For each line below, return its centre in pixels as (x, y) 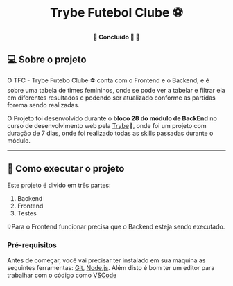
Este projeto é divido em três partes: (59, 185)
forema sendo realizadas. (43, 105)
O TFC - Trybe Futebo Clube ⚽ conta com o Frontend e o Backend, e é (109, 80)
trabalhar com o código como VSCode (62, 275)
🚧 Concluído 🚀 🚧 (116, 37)
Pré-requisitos (32, 245)
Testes (27, 213)
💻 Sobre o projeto (47, 60)
